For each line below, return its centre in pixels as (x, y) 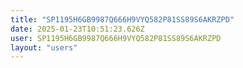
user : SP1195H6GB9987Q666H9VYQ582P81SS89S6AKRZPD (116, 38)
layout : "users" (44, 47)
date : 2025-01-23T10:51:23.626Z (77, 29)
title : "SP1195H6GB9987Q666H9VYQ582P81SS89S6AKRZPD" (122, 19)
